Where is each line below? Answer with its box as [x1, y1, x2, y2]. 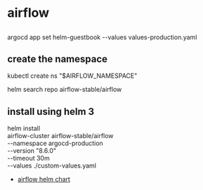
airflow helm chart [17, 175, 70, 184]
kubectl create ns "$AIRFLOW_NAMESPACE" [7, 72, 138, 80]
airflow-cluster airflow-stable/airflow [7, 132, 114, 140]
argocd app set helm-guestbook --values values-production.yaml [7, 33, 197, 41]
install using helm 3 [7, 105, 95, 117]
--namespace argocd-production [7, 139, 103, 148]
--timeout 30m [7, 154, 51, 163]
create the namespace [7, 53, 107, 65]
